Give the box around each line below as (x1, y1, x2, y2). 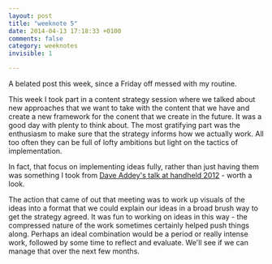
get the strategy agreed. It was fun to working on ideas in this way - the (8, 212, 248, 221)
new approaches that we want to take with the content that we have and (8, 103, 250, 113)
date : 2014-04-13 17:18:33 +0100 (8, 27, 122, 35)
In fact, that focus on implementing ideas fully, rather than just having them (8, 162, 260, 171)
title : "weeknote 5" (8, 19, 79, 28)
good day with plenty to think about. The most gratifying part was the (8, 121, 241, 130)
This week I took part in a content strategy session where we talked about (8, 95, 256, 104)
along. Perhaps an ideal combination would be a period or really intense (8, 229, 249, 239)
